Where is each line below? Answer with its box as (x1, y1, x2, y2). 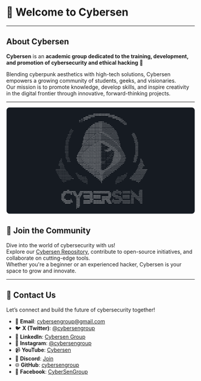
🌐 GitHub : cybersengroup (14, 361, 80, 368)
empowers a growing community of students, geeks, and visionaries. (6, 77, 176, 84)
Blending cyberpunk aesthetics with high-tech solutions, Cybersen (6, 70, 170, 77)
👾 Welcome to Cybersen (6, 5, 129, 19)
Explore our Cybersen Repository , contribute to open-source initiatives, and (6, 248, 193, 255)
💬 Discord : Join (14, 355, 54, 362)
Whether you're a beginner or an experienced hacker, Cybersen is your (6, 260, 182, 268)
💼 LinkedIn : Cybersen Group (14, 333, 86, 340)
